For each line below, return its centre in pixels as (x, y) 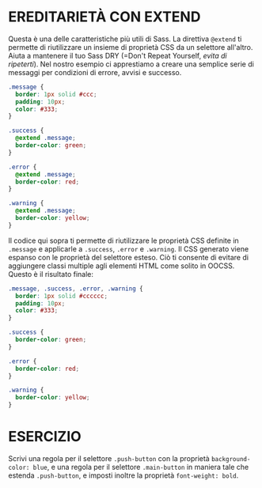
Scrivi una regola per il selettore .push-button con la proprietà (109, 458)
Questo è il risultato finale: (51, 274)
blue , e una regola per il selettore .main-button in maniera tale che (141, 467)
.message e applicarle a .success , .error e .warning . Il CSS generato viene (129, 248)
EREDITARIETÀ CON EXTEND (104, 17)
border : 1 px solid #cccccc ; (62, 296)
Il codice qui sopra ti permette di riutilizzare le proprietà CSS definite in (123, 240)
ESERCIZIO (45, 437)
